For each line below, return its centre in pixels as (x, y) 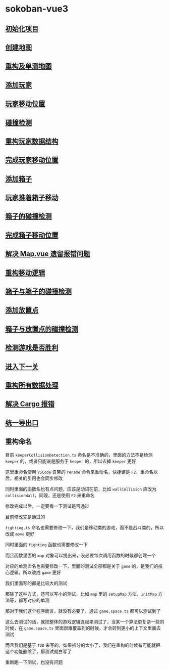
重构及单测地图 (29, 66)
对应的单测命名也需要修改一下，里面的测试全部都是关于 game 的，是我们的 (82, 566)
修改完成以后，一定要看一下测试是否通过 (47, 506)
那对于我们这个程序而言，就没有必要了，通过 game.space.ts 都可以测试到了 (83, 611)
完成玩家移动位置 (32, 160)
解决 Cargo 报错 (30, 404)
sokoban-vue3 (37, 9)
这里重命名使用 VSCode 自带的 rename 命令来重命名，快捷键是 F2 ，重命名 (79, 472)
